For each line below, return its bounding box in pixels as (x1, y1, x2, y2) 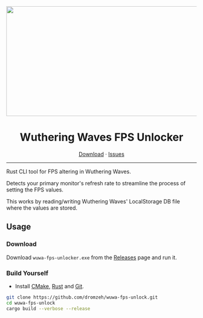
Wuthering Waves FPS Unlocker (19, 130, 184, 144)
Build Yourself (6, 269, 48, 277)
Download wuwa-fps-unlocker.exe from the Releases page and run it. (6, 254, 177, 261)
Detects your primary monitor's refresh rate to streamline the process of (6, 179, 186, 187)
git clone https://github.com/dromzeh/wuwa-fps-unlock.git (6, 294, 158, 300)
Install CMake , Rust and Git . (14, 282, 85, 290)
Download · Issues (78, 150, 125, 157)
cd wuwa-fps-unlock (6, 300, 56, 306)
